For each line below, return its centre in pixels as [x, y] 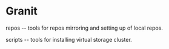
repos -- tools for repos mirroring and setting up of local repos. [84, 28]
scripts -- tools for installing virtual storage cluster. [69, 39]
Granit [22, 11]
